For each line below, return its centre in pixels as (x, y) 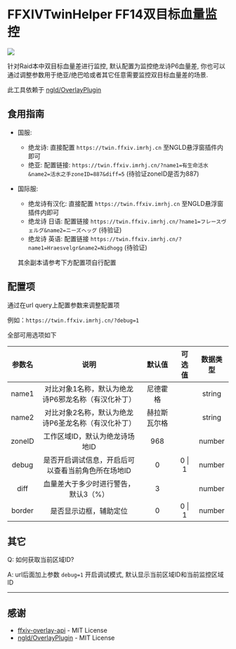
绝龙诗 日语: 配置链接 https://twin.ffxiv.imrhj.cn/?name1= (114, 221)
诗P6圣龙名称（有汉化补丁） (89, 423)
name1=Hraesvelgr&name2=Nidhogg (75, 248)
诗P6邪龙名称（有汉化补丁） (89, 399)
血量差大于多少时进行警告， (89, 484)
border (22, 510)
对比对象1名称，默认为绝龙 (89, 389)
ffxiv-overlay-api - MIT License (62, 631)
